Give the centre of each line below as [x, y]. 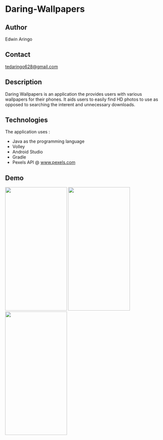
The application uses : [28, 132]
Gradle [19, 157]
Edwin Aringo [19, 39]
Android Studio [27, 152]
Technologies [27, 120]
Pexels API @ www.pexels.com [44, 162]
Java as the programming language [48, 141]
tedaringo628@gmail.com [32, 66]
